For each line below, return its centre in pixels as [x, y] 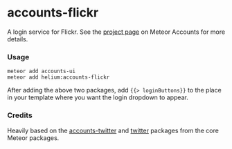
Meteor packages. [33, 138]
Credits [20, 115]
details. [18, 39]
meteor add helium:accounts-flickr [59, 77]
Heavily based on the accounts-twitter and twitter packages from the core [113, 130]
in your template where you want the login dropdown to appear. [98, 97]
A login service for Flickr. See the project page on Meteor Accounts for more [116, 32]
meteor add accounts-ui [42, 71]
